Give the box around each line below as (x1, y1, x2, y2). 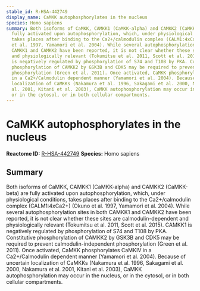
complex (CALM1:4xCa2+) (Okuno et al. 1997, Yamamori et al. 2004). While (6, 202, 190, 209)
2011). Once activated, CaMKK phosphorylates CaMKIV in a (6, 246, 152, 253)
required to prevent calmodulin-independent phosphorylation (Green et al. (6, 240, 188, 247)
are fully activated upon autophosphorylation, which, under (20, 189, 165, 197)
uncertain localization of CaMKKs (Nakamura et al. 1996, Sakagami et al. (6, 259, 183, 266)
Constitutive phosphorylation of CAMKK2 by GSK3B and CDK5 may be (6, 234, 180, 241)
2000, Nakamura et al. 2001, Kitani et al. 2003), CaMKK (6, 265, 142, 273)
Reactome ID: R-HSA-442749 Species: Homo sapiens (6, 150, 140, 157)
